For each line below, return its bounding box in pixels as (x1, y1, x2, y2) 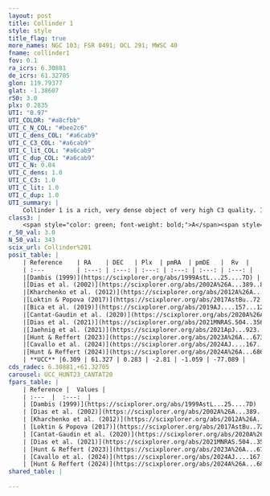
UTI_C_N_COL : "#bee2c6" (8, 124, 88, 132)
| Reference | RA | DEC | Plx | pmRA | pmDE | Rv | (22, 258, 250, 266)
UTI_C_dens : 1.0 (8, 169, 63, 177)
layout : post (8, 11, 52, 20)
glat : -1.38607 (8, 86, 59, 95)
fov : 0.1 (8, 57, 38, 65)
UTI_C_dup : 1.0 (8, 191, 59, 199)
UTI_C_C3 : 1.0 (8, 176, 56, 185)
